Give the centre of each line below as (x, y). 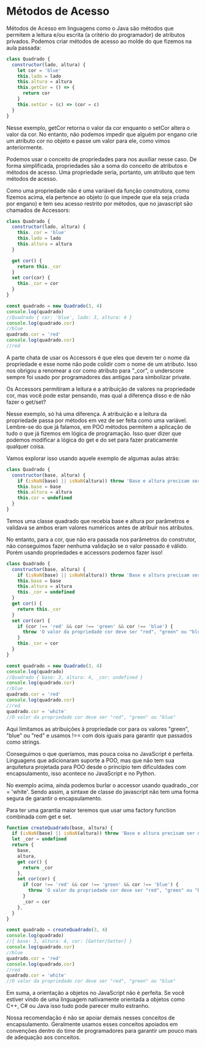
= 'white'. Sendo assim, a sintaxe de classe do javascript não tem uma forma (103, 792)
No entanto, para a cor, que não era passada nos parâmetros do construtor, (101, 539)
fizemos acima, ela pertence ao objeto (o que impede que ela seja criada (98, 197)
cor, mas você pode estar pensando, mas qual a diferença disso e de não (99, 395)
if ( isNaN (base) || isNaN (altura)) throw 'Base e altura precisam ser (103, 833)
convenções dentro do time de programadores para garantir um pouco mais (102, 1031)
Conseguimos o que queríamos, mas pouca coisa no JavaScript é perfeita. (100, 754)
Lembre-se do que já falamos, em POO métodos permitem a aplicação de (99, 426)
